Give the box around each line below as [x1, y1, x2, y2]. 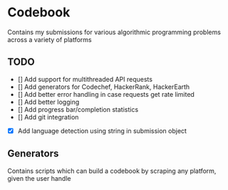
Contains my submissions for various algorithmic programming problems [7, 28, 221, 36]
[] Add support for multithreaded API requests [17, 75, 153, 83]
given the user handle [7, 174, 71, 182]
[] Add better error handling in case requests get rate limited [17, 90, 195, 98]
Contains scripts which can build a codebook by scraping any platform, [7, 167, 217, 175]
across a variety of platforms [7, 35, 92, 43]
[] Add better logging [17, 97, 80, 106]
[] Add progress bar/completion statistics [17, 105, 139, 114]
